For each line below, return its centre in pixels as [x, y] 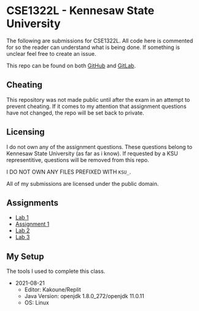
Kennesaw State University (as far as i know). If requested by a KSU [92, 153]
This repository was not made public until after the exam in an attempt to [98, 99]
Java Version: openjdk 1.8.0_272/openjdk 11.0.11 [84, 296]
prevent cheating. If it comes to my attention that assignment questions [96, 106]
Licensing [25, 132]
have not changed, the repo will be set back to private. [75, 113]
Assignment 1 [32, 224]
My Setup [25, 256]
